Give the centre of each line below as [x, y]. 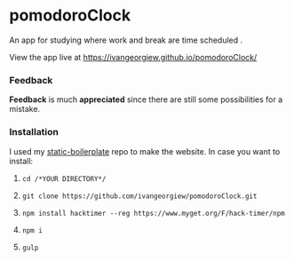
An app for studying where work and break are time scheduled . [126, 40]
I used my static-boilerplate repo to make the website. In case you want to [145, 151]
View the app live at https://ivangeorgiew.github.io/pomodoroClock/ [133, 57]
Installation [34, 132]
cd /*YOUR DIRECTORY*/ [64, 178]
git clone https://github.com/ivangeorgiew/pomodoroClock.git [139, 196]
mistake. [25, 109]
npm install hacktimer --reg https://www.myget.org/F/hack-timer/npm [154, 213]
